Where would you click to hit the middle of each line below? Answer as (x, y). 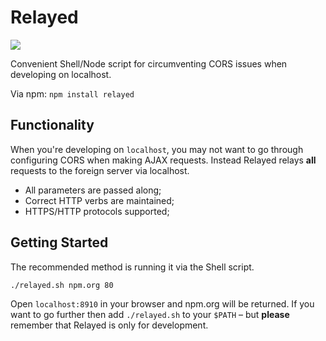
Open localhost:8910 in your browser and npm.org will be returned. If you (162, 303)
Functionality (52, 125)
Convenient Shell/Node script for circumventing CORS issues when (149, 63)
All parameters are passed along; (93, 190)
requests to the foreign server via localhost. (100, 170)
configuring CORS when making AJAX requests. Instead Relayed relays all (163, 160)
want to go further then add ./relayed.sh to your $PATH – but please (150, 314)
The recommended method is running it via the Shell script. (132, 267)
